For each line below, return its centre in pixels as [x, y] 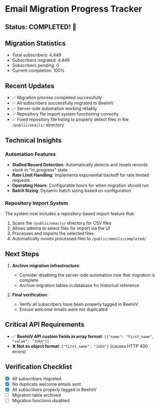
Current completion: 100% [38, 71]
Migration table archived [36, 395]
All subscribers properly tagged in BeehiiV [54, 390]
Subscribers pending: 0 [35, 65]
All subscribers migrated [37, 378]
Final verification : [30, 295]
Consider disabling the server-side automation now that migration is [87, 275]
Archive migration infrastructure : [46, 266]
